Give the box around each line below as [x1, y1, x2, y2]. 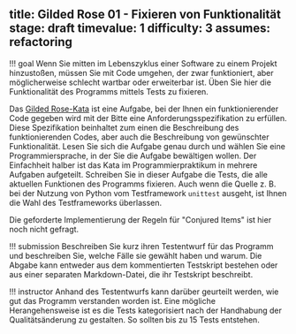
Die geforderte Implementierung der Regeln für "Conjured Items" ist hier [9, 214, 272, 224]
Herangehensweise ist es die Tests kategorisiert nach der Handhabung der [9, 305, 283, 315]
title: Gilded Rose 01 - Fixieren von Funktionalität [9, 7, 281, 22]
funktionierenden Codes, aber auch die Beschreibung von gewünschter [9, 132, 269, 142]
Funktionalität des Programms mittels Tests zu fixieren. [9, 86, 209, 96]
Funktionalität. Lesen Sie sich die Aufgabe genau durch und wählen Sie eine [9, 140, 285, 151]
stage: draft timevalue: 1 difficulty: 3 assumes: [9, 21, 271, 36]
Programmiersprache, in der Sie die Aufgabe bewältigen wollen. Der [9, 150, 257, 161]
